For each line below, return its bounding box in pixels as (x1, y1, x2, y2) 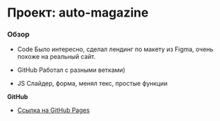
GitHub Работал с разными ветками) (17, 66, 126, 74)
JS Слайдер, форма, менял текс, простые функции (17, 80, 168, 88)
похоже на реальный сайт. (17, 53, 95, 61)
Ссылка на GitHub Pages (17, 106, 90, 115)
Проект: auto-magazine (7, 5, 149, 21)
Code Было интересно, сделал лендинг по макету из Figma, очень (17, 45, 214, 53)
